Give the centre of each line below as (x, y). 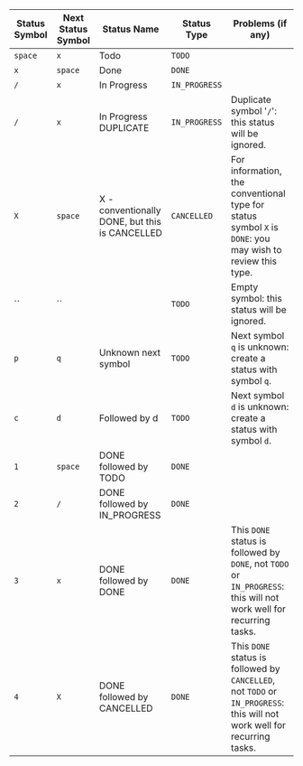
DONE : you (251, 238)
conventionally (130, 210)
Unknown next (129, 353)
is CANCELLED (130, 233)
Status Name (131, 29)
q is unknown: (260, 347)
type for (248, 205)
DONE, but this (130, 222)
